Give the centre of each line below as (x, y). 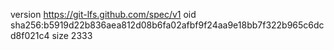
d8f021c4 (30, 35)
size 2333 (72, 35)
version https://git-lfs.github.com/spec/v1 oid (103, 14)
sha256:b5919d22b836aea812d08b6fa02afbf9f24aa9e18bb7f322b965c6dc (167, 25)
